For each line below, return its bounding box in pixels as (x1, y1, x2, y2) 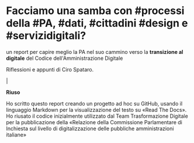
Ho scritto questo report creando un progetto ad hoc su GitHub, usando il (6, 100, 183, 107)
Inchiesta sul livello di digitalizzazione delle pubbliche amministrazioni (6, 125, 174, 132)
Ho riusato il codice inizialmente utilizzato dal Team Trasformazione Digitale (6, 113, 188, 120)
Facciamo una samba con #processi (6, 4, 185, 18)
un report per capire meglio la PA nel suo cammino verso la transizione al (6, 48, 183, 55)
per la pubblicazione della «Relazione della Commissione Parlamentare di (6, 118, 183, 125)
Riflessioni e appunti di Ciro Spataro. (6, 66, 94, 73)
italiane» (6, 131, 27, 138)
